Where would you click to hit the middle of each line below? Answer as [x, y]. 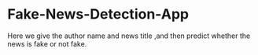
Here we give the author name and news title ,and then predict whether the [129, 36]
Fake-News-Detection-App [98, 14]
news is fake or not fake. [47, 43]
